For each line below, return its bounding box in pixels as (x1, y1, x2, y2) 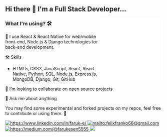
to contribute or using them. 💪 (5, 110, 67, 116)
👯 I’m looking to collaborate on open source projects (5, 86, 113, 92)
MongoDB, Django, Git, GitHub (12, 76, 75, 82)
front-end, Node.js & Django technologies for (5, 38, 98, 45)
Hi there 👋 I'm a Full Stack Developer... (5, 5, 126, 13)
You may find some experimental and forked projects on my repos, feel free (5, 105, 161, 111)
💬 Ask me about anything (5, 95, 57, 101)
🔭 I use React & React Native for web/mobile (5, 33, 96, 39)
